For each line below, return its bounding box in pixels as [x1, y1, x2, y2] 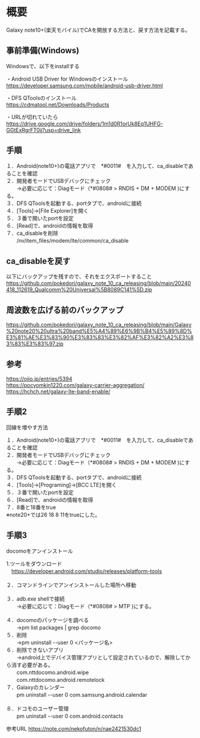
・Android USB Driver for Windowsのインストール [6, 75, 129, 82]
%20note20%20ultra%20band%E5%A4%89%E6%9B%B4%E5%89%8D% [6, 327, 192, 335]
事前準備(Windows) [6, 45, 79, 56]
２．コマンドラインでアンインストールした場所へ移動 [6, 581, 137, 589]
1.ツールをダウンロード [6, 560, 62, 567]
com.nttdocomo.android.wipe [16, 669, 89, 676]
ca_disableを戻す [6, 256, 71, 266]
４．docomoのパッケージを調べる [6, 616, 89, 623]
